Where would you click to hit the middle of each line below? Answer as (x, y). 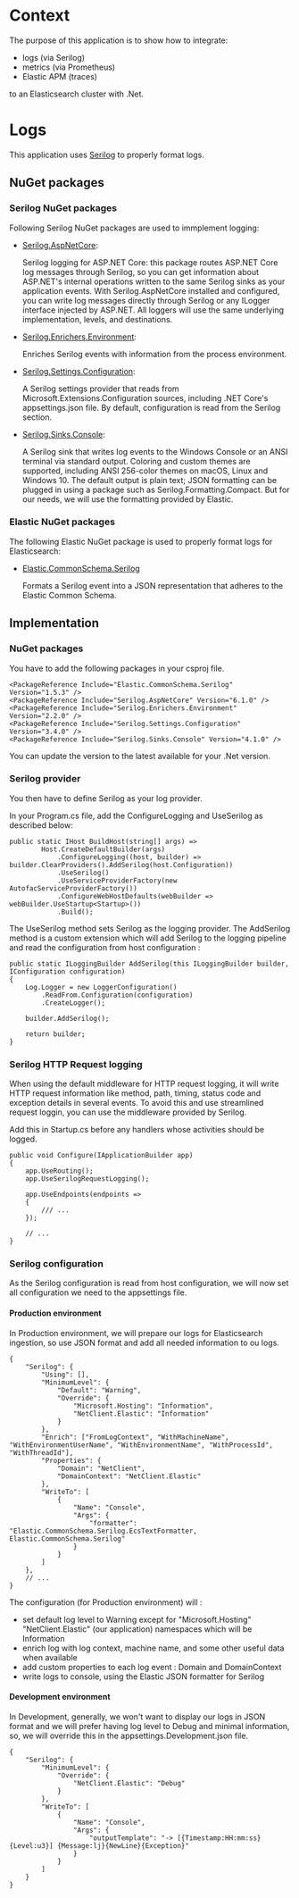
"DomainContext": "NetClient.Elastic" (129, 1476)
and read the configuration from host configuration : (105, 947)
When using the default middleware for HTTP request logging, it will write (144, 1084)
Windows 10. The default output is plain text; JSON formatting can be (149, 480)
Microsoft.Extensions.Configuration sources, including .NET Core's (145, 397)
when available (50, 1657)
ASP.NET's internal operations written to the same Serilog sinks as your (154, 281)
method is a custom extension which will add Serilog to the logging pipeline (148, 938)
